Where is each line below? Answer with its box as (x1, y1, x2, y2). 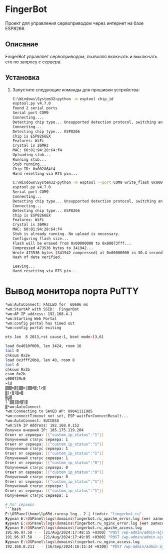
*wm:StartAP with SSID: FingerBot (5, 306, 79, 312)
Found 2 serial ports (12, 105, 57, 111)
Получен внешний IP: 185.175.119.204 (5, 427, 84, 432)
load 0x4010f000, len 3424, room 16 (5, 344, 81, 349)
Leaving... (12, 264, 35, 269)
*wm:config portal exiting (5, 325, 61, 330)
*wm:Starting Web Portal (5, 316, 57, 321)
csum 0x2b (5, 372, 26, 377)
